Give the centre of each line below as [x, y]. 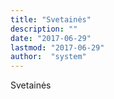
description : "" [44, 29]
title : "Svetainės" [51, 19]
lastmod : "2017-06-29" [57, 47]
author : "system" [48, 57]
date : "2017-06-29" [51, 38]
